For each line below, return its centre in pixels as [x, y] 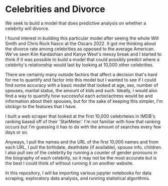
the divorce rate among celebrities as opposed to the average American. [80, 49]
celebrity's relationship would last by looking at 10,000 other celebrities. [79, 65]
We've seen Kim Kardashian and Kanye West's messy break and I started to [83, 54]
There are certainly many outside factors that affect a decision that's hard [81, 74]
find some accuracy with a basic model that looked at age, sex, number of [82, 85]
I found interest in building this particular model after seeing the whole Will [82, 38]
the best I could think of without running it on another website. [69, 163]
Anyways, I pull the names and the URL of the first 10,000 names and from [82, 142]
